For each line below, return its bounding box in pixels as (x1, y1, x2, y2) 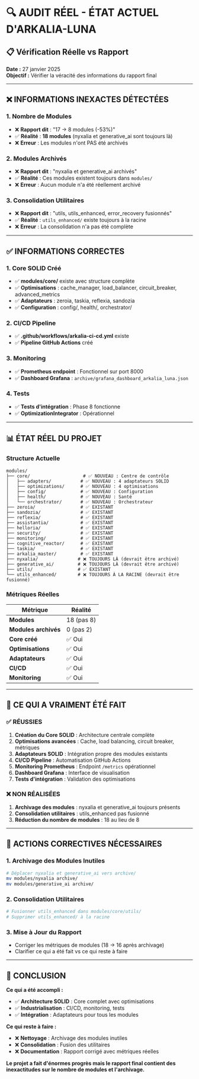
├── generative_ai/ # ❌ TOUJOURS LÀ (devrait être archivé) (6, 561, 179, 567)
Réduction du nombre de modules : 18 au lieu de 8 (14, 816, 140, 823)
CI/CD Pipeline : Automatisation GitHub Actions (14, 756, 131, 764)
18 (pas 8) (66, 615, 97, 624)
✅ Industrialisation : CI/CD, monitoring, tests (14, 1004, 125, 1012)
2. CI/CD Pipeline (6, 319, 56, 327)
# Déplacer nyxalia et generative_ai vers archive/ (6, 870, 136, 876)
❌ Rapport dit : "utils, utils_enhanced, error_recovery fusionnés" (14, 210, 172, 217)
